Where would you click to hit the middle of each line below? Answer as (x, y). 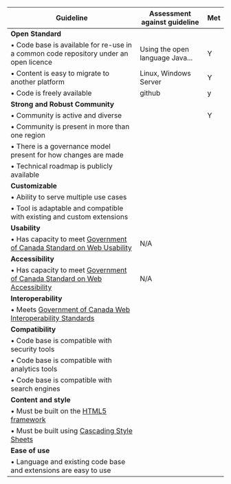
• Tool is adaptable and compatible (67, 208)
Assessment (170, 13)
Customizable (34, 186)
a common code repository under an (69, 53)
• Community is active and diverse (66, 115)
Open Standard (36, 34)
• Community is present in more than (70, 126)
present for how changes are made (67, 155)
